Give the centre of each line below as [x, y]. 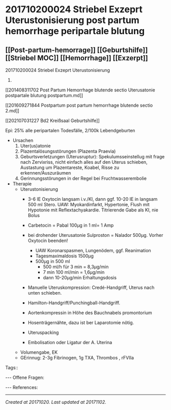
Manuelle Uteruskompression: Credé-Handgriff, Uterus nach [91, 287]
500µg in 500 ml [53, 261]
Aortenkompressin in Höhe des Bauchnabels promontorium [90, 313]
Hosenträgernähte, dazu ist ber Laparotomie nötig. [81, 322]
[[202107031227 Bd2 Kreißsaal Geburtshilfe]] [53, 120]
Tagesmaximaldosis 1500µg [65, 256]
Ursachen [23, 140]
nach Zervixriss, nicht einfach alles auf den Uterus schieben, [84, 162]
